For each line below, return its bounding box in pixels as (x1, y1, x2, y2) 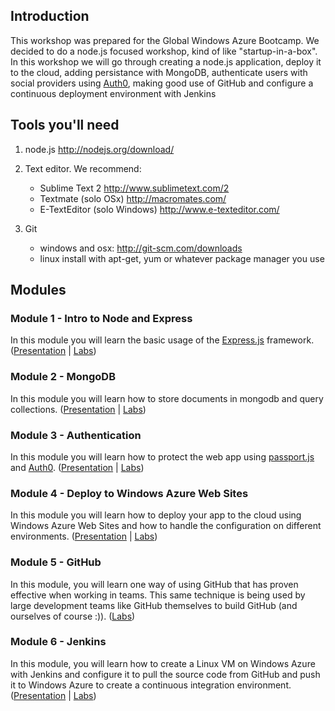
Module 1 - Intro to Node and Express (10, 311, 193, 325)
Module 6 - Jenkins (10, 635, 107, 649)
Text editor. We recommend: (24, 162, 142, 174)
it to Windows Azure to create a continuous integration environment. (10, 679, 292, 691)
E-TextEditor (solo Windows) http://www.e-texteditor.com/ (39, 203, 280, 215)
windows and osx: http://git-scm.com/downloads (39, 242, 243, 254)
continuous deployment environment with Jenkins (10, 87, 217, 99)
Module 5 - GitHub (10, 555, 102, 569)
